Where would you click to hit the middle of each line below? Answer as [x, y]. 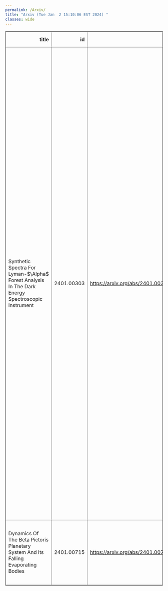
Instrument [21, 305]
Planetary [19, 546]
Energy [16, 293]
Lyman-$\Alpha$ [28, 274]
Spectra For [22, 268]
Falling [16, 559]
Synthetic [19, 262]
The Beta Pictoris [28, 540]
